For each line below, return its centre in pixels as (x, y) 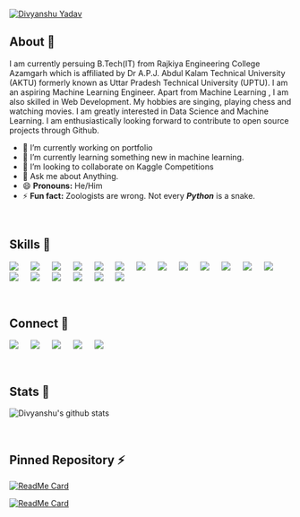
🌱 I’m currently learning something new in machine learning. (133, 157)
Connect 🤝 (39, 324)
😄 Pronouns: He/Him (62, 185)
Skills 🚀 (30, 245)
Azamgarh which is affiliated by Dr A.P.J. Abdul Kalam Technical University (147, 73)
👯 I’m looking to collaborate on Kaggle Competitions (118, 167)
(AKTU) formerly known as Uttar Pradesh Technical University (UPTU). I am (149, 82)
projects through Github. (55, 130)
